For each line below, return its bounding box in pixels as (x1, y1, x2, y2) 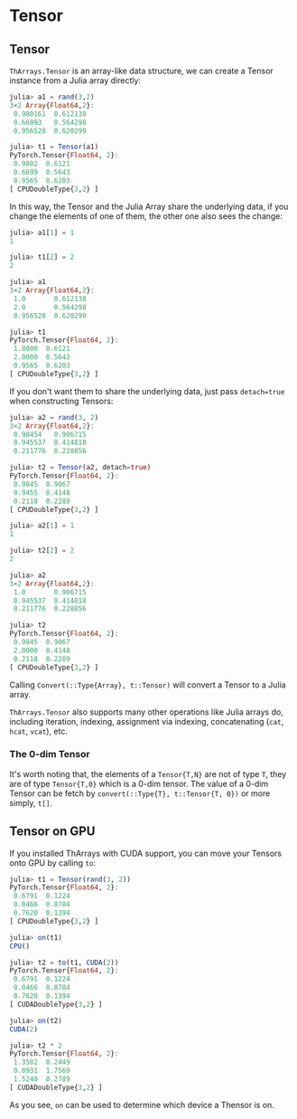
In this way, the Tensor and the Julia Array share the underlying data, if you (9, 201, 289, 212)
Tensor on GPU (9, 824, 96, 839)
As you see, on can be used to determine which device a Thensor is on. (9, 1099, 275, 1110)
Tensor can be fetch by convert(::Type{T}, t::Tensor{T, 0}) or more (9, 788, 271, 799)
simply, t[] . (9, 797, 52, 808)
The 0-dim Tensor (9, 748, 90, 761)
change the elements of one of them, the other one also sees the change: (9, 210, 283, 222)
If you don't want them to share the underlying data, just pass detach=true (9, 385, 285, 396)
